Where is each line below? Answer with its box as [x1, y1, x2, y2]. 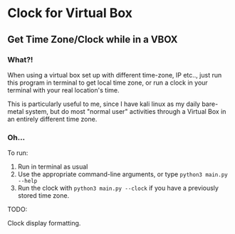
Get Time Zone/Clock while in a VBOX [7, 33, 178, 46]
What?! [7, 55, 33, 65]
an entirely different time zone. [7, 115, 98, 123]
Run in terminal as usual [17, 162, 88, 171]
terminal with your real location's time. [7, 85, 120, 94]
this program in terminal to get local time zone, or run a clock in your [7, 78, 208, 87]
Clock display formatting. [7, 219, 81, 228]
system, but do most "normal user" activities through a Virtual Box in [25, 107, 226, 115]
